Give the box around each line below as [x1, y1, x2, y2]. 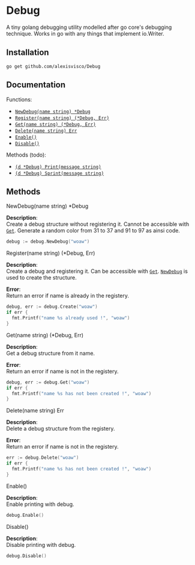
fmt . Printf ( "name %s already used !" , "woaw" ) [11, 315, 130, 321]
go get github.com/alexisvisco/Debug [6, 63, 101, 69]
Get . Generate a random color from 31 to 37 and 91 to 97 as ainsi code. [6, 227, 180, 234]
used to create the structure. [6, 274, 77, 281]
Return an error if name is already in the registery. [6, 292, 130, 299]
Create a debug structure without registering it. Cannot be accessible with [6, 220, 190, 228]
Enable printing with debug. [6, 501, 74, 508]
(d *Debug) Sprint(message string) [14, 170, 104, 176]
